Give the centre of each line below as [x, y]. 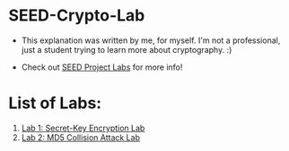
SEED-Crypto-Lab [77, 16]
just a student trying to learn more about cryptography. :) [127, 49]
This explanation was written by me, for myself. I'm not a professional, [151, 40]
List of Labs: [55, 103]
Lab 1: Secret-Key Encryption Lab [83, 128]
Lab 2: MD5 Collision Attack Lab [81, 137]
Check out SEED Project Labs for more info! [102, 67]
